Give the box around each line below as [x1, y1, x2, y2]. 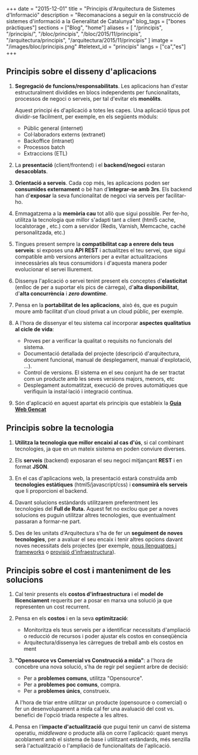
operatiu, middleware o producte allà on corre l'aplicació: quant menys [14, 729, 188, 737]
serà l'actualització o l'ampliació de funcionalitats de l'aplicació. [14, 742, 171, 750]
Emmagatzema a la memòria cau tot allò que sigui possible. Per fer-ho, [14, 210, 189, 217]
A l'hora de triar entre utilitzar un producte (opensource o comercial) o [14, 699, 187, 706]
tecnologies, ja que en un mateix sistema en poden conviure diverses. [14, 445, 186, 452]
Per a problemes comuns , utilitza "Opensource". [23, 675, 144, 682]
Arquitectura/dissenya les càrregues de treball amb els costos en [23, 639, 184, 646]
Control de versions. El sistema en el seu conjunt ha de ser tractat [23, 369, 185, 376]
